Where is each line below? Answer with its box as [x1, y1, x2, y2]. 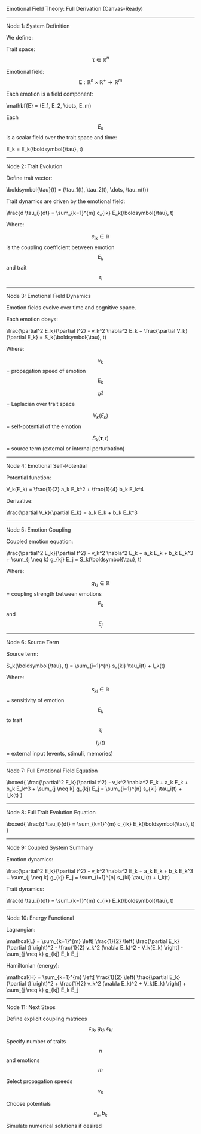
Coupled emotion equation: [6, 538, 74, 545]
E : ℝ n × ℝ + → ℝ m [78, 77, 123, 86]
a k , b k [93, 1109, 108, 1118]
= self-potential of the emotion [6, 423, 82, 430]
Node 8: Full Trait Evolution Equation [6, 808, 96, 816]
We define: [6, 34, 33, 41]
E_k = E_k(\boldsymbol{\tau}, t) [6, 145, 84, 153]
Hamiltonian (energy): [6, 962, 60, 969]
